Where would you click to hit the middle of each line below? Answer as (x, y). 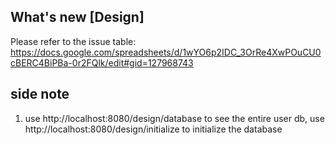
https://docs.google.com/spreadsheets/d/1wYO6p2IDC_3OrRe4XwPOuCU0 (166, 52)
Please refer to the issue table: (73, 41)
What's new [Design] (77, 17)
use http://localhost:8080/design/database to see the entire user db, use (174, 118)
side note (40, 94)
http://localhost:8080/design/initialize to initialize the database (153, 129)
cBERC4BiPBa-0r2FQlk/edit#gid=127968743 (102, 62)
